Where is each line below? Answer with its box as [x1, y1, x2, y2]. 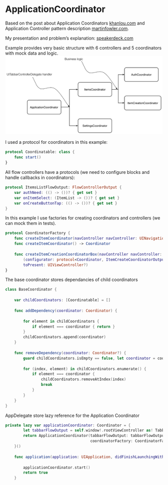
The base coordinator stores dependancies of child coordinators [5, 277, 138, 283]
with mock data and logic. [5, 50, 58, 56]
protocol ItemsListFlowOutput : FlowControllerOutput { [5, 185, 122, 190]
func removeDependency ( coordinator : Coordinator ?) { [14, 350, 126, 355]
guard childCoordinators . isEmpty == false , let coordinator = [23, 356, 155, 361]
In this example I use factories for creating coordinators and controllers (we [5, 215, 160, 221]
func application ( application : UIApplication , [14, 454, 113, 459]
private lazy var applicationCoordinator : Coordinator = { [5, 422, 131, 428]
